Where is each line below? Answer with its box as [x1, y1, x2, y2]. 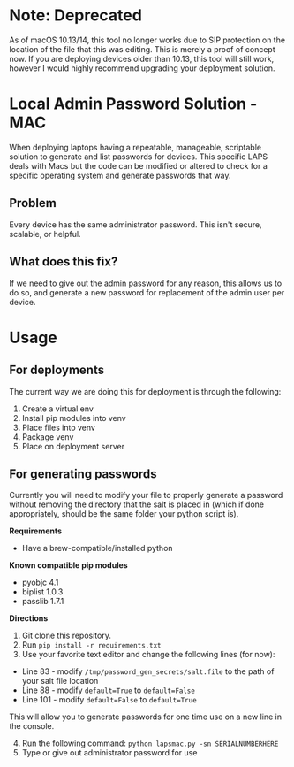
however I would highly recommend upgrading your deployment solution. [9, 63, 275, 73]
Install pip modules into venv [21, 412, 126, 423]
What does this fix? [9, 254, 118, 270]
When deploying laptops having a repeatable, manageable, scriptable [9, 142, 262, 152]
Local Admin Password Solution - [9, 94, 258, 114]
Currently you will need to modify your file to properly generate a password [9, 490, 283, 501]
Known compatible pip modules [9, 560, 128, 571]
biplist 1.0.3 [21, 587, 64, 597]
